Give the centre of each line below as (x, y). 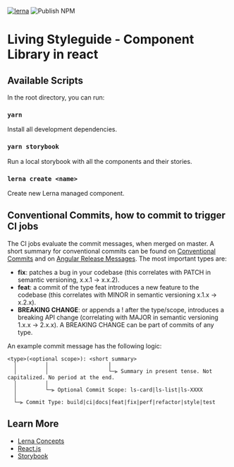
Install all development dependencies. (62, 129)
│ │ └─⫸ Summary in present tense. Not (113, 371)
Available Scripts (45, 80)
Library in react (53, 55)
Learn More (33, 424)
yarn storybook (33, 147)
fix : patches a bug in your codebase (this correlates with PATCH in (114, 272)
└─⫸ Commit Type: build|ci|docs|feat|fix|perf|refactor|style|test (115, 402)
